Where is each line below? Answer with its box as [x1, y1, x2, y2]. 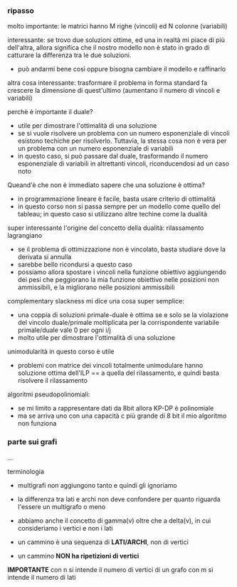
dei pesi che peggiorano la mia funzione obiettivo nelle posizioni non [17, 276, 219, 284]
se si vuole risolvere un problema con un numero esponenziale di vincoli [17, 129, 230, 138]
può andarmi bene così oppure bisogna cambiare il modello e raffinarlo [17, 65, 226, 74]
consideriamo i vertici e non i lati [17, 523, 113, 532]
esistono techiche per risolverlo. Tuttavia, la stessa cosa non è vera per [17, 136, 227, 145]
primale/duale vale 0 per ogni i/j [17, 326, 112, 334]
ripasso [7, 6, 34, 16]
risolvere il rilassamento [17, 376, 88, 385]
